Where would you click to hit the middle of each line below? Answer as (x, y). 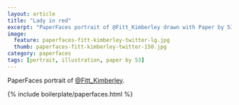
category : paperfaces (39, 54)
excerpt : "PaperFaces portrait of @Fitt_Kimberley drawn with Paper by (116, 27)
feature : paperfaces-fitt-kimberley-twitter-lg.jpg (92, 40)
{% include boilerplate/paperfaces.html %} (70, 94)
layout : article (31, 14)
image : (17, 34)
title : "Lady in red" (39, 21)
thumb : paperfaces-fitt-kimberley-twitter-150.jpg (90, 47)
